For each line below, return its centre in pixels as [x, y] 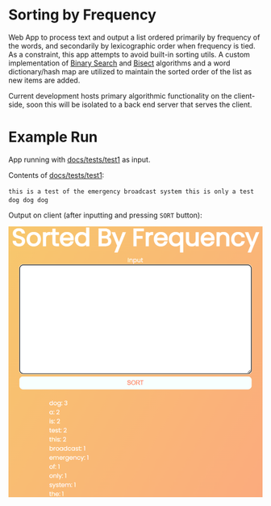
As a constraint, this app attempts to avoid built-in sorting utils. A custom [129, 54]
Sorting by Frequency [82, 15]
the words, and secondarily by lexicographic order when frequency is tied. [132, 45]
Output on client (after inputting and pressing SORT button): [106, 215]
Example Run [53, 137]
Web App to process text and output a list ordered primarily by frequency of [134, 37]
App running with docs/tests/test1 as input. [79, 159]
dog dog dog [28, 200]
